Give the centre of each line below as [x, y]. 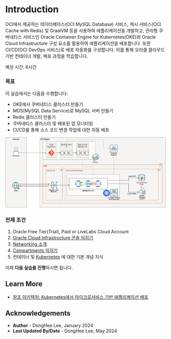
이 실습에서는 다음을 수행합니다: [37, 93]
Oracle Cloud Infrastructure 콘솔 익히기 [53, 237]
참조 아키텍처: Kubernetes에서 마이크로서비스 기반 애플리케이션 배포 [80, 297]
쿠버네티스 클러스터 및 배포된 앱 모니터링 [53, 124]
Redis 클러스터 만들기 [34, 117]
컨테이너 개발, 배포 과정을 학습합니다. [51, 56]
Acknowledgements [38, 313]
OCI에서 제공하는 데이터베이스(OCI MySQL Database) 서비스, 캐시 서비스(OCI [83, 24]
